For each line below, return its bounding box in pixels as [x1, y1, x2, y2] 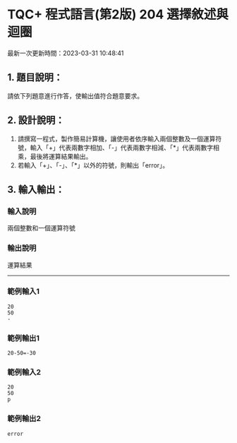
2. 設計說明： [7, 114, 65, 126]
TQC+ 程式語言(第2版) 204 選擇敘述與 [7, 6, 229, 23]
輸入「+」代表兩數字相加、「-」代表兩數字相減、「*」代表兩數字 [30, 143, 214, 152]
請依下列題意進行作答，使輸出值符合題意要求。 [7, 91, 143, 100]
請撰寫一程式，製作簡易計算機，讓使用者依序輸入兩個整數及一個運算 [17, 134, 216, 143]
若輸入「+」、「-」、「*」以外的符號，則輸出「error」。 [17, 160, 169, 170]
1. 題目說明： [7, 71, 63, 83]
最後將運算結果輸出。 [30, 152, 92, 160]
